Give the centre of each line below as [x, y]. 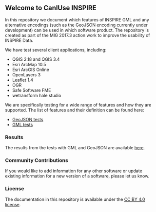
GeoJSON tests [28, 119]
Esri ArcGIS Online [31, 70]
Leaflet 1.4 [22, 80]
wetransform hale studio [37, 95]
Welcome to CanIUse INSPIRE [51, 8]
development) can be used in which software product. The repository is [77, 30]
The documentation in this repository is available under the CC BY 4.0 [75, 199]
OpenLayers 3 [26, 74]
